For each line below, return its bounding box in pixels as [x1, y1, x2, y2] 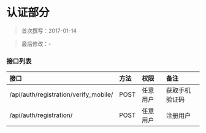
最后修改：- [21, 40, 51, 47]
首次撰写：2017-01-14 [21, 27, 77, 34]
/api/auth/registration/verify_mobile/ [9, 90, 113, 99]
